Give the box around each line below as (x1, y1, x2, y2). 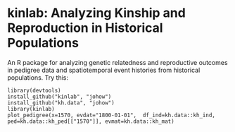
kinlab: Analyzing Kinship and (7, 5, 186, 21)
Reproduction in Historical (7, 20, 163, 36)
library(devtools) (7, 87, 61, 94)
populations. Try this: (7, 73, 69, 82)
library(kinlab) (7, 105, 55, 112)
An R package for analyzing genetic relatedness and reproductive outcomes (7, 58, 228, 66)
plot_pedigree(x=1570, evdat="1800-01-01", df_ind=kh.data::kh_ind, (7, 112, 216, 119)
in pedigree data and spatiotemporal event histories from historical (7, 66, 201, 74)
